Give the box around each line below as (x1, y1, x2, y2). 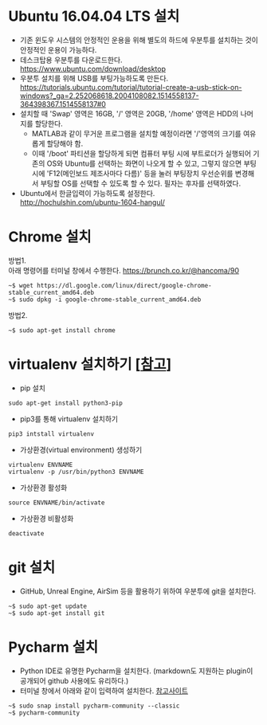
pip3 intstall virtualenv (8, 429, 94, 438)
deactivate (8, 529, 45, 538)
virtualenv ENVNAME (8, 460, 73, 468)
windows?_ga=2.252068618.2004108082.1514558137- (19, 91, 199, 100)
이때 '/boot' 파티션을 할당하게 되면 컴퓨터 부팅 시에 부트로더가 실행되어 (31, 148, 252, 158)
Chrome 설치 (8, 228, 92, 246)
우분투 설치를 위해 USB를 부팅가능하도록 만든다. (19, 73, 169, 83)
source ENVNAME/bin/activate (8, 499, 105, 507)
